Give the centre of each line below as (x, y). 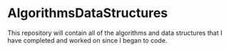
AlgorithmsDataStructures (88, 13)
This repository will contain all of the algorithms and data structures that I (115, 33)
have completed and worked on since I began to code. (87, 40)
